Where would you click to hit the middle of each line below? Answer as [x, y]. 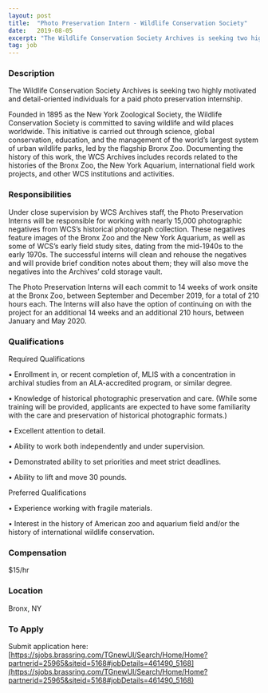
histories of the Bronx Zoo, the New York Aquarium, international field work [132, 165]
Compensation [37, 552]
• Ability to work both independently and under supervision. [107, 446]
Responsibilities [40, 195]
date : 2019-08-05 [41, 30]
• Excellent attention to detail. [57, 431]
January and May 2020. [47, 321]
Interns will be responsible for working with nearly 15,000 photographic [125, 220]
